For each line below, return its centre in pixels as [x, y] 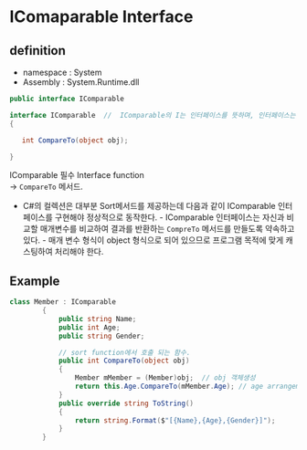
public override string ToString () [126, 403]
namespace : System [62, 72]
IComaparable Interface [101, 17]
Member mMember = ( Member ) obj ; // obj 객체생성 [165, 378]
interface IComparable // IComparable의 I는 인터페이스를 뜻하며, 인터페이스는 [153, 115]
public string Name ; [97, 319]
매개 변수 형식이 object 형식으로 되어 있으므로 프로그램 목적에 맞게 [166, 240]
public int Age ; [89, 327]
